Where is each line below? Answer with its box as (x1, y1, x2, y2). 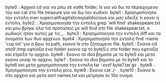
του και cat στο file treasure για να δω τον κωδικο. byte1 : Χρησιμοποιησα (5, 9, 157, 15)
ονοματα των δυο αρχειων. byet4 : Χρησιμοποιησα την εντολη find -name (5, 36, 159, 41)
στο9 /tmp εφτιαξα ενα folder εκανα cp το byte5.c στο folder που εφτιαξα (5, 46, 159, 52)
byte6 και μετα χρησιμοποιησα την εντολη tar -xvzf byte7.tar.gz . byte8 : (5, 62, 155, 68)
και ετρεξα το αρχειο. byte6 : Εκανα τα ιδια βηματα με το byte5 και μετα (5, 51, 156, 57)
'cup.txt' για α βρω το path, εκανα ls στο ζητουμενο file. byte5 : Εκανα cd (5, 41, 157, 46)
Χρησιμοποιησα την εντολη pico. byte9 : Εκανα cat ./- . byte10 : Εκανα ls (5, 67, 156, 73)
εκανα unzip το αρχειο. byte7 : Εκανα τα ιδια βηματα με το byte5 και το (5, 57, 153, 62)
